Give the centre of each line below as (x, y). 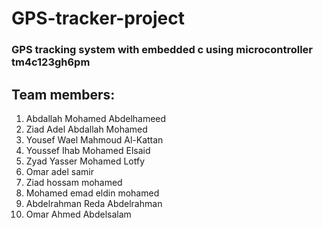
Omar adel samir (59, 171)
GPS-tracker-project (98, 18)
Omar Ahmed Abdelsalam (78, 214)
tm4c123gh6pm (51, 62)
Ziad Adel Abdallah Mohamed (86, 129)
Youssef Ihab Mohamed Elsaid (88, 150)
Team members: (63, 94)
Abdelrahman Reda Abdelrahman (94, 203)
